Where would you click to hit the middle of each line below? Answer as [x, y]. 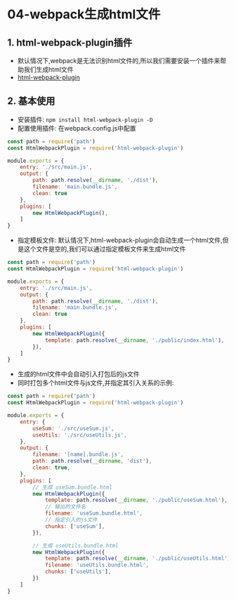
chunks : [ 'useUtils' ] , [78, 572]
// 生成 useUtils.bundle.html [76, 546]
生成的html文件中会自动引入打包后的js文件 [79, 374]
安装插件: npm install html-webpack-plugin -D [85, 119]
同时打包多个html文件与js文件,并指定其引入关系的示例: [96, 383]
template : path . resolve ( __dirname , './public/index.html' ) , [135, 340]
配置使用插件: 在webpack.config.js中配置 [77, 128]
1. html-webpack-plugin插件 [70, 42]
